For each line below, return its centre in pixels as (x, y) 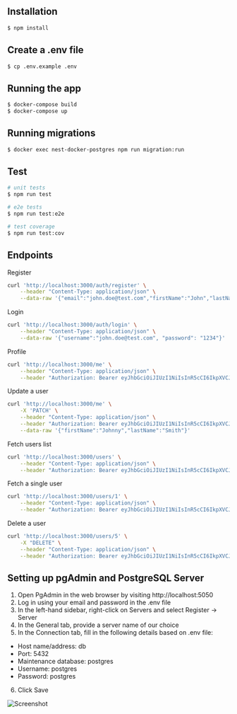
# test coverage (31, 226)
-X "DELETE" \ (41, 543)
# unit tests (26, 188)
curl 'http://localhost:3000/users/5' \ (68, 536)
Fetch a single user (35, 483)
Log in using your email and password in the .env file (94, 603)
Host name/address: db (52, 646)
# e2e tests (25, 207)
